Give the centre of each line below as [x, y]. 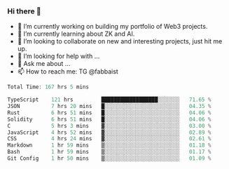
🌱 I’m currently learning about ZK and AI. [76, 34]
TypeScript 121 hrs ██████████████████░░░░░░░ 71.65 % [109, 100]
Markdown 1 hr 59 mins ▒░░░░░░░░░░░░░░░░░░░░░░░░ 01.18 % [109, 146]
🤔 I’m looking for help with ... [58, 56]
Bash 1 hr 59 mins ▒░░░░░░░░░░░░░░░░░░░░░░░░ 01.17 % [109, 152]
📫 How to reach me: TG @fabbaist [68, 72]
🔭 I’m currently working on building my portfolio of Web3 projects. [112, 27]
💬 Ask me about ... [44, 64]
